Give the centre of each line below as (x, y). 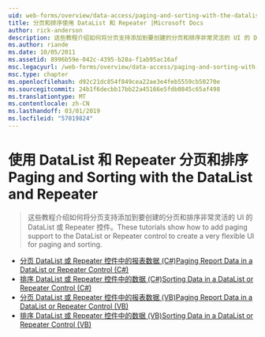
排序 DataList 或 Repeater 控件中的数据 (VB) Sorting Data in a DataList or (136, 315)
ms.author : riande (38, 45)
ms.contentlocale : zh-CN (49, 104)
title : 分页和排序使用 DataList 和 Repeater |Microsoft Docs (106, 23)
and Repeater (53, 194)
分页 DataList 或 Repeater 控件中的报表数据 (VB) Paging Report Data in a (136, 297)
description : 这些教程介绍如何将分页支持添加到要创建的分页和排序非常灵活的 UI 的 (129, 38)
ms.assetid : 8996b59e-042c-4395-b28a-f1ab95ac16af (93, 60)
